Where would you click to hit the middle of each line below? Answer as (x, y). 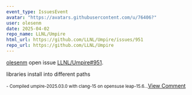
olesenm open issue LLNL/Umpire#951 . (55, 62)
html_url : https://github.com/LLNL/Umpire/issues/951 (75, 40)
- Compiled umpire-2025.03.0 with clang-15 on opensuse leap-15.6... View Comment (96, 85)
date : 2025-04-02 (28, 29)
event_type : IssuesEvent (37, 12)
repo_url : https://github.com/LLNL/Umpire (60, 46)
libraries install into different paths (48, 74)
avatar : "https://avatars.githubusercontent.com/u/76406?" (82, 17)
